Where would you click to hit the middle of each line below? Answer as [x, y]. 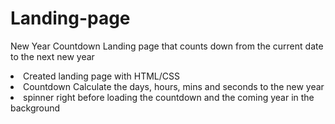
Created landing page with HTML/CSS [101, 76]
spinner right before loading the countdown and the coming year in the [169, 97]
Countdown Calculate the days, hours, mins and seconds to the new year [174, 86]
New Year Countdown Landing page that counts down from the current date [167, 46]
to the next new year [52, 56]
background [35, 108]
